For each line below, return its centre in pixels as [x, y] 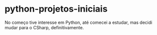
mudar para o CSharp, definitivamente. [44, 27]
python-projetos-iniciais [56, 9]
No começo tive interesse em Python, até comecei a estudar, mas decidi [78, 22]
